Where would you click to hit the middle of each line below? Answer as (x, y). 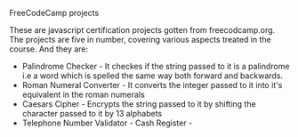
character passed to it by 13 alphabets (92, 113)
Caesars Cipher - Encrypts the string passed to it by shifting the (139, 104)
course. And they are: (49, 49)
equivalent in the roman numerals (83, 94)
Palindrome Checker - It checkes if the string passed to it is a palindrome (156, 66)
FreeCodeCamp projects (54, 13)
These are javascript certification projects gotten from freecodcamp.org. (142, 30)
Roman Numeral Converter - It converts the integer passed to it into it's (152, 85)
